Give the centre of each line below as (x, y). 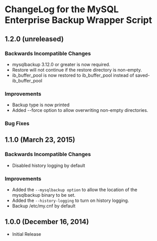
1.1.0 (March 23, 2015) (40, 140)
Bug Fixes (17, 124)
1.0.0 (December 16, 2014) (47, 222)
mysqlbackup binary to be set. (44, 195)
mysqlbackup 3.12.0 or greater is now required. (61, 64)
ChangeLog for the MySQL (62, 9)
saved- (143, 75)
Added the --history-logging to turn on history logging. (71, 201)
